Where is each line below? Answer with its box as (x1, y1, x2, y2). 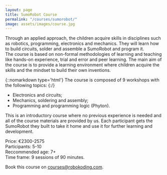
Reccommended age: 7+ (5, 149, 56, 155)
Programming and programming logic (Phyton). (12, 103, 110, 109)
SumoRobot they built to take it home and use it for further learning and (5, 123, 153, 129)
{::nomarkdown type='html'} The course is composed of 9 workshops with (5, 77, 159, 83)
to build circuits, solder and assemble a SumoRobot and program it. (5, 46, 144, 52)
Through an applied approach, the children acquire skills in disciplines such (5, 35, 161, 41)
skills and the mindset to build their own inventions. (5, 67, 111, 73)
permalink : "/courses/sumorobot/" (5, 17, 78, 22)
